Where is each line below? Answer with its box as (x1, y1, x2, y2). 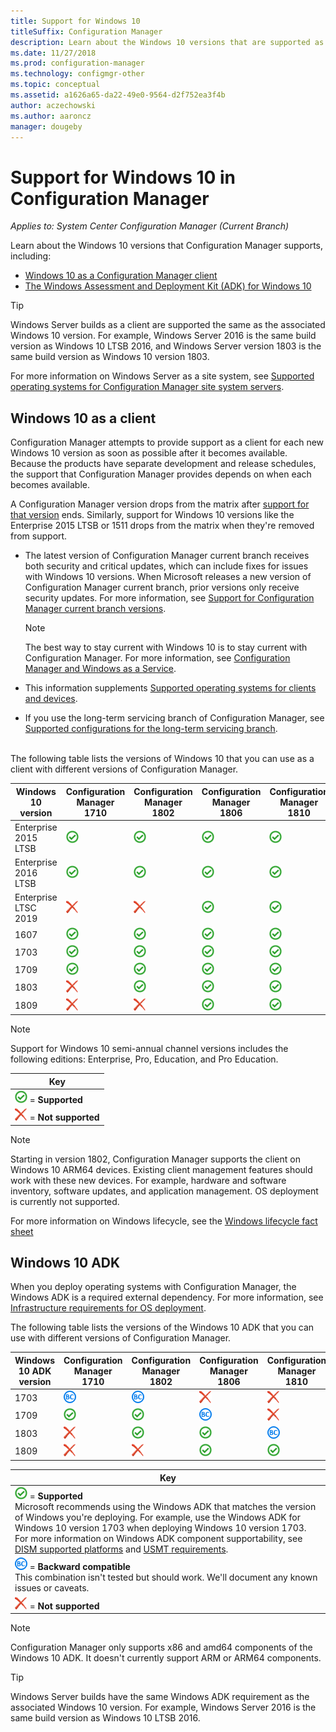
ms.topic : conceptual (10, 80, 101, 90)
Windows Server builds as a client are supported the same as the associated (10, 319, 326, 331)
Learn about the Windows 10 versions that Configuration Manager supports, (10, 240, 324, 252)
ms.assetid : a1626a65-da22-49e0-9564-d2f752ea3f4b (10, 90, 226, 100)
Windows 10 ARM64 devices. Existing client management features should (10, 1163, 313, 1175)
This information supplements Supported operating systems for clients (24, 682, 317, 694)
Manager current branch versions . (24, 603, 167, 615)
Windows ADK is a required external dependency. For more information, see (10, 1291, 324, 1304)
